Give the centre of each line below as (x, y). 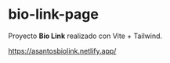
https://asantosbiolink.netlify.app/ (62, 51)
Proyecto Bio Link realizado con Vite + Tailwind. (85, 36)
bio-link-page (54, 14)
